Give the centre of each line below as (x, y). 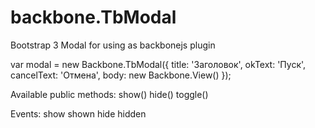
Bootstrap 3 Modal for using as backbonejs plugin (113, 45)
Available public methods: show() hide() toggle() (109, 94)
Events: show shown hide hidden (78, 113)
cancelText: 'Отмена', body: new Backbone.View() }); (121, 75)
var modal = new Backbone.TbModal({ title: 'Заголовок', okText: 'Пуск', (158, 64)
